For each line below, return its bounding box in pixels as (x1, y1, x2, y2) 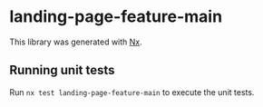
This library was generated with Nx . (9, 36, 142, 47)
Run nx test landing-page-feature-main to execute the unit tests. (9, 86, 255, 97)
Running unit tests (9, 63, 115, 78)
